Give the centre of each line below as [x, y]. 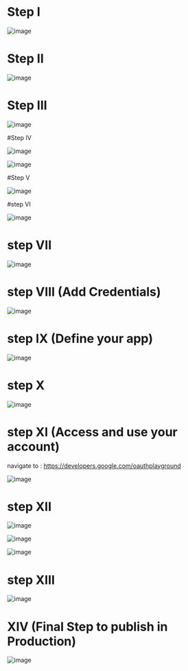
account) [34, 446]
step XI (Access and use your [92, 432]
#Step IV [20, 137]
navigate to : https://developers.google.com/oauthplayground [94, 466]
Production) [42, 641]
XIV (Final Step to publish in [87, 627]
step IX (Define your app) [80, 339]
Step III [27, 105]
